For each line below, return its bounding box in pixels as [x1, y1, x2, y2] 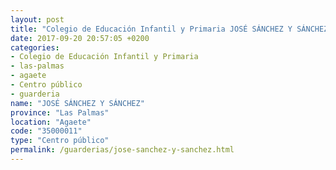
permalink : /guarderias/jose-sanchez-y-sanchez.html [10, 145, 235, 155]
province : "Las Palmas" [10, 107, 110, 118]
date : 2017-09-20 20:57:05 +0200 [10, 33, 150, 43]
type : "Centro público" [10, 136, 110, 146]
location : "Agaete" [10, 117, 92, 127]
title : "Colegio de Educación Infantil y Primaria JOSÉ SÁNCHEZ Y [10, 24, 293, 34]
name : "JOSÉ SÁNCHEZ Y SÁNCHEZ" [10, 98, 145, 108]
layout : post [10, 14, 65, 25]
